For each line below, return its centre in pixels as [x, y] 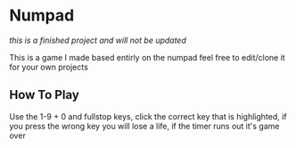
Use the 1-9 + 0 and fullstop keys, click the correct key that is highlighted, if [148, 116]
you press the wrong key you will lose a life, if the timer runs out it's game [144, 126]
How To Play [45, 95]
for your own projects [49, 67]
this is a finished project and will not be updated [98, 40]
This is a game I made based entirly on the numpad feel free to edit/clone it [147, 57]
